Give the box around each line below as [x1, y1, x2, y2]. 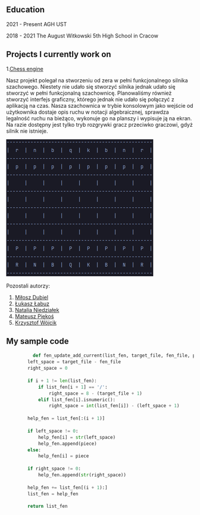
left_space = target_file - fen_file [27, 359, 121, 365]
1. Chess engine [6, 65, 43, 72]
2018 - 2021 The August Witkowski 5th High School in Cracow [6, 32, 159, 39]
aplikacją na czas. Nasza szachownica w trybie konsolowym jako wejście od [6, 102, 193, 109]
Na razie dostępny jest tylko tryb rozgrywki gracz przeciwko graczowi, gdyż [6, 121, 193, 128]
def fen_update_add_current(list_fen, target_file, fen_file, [32, 352, 190, 359]
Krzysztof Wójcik [14, 319, 57, 326]
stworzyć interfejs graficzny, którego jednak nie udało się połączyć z [6, 95, 174, 103]
